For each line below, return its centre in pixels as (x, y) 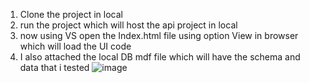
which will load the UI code (75, 46)
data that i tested (54, 67)
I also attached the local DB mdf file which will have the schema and (160, 57)
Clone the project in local (71, 14)
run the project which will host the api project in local (128, 25)
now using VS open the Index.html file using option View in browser (159, 35)
